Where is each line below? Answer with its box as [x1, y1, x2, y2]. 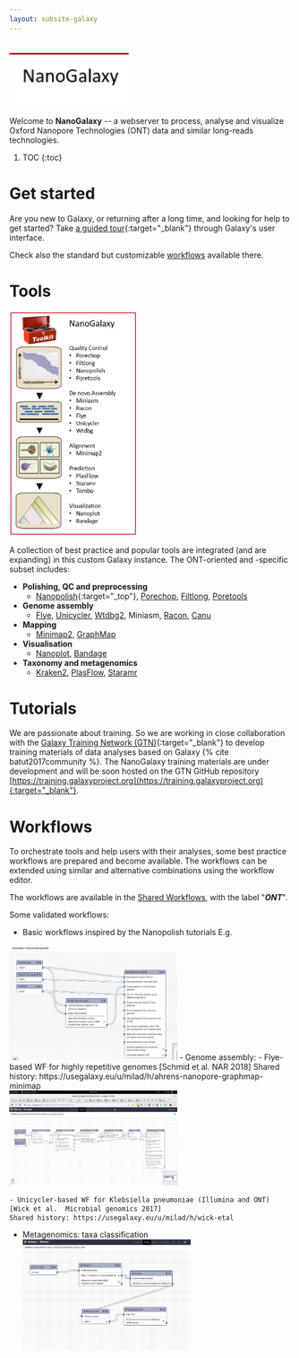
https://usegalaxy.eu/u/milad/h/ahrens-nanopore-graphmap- [38, 1071, 264, 1082]
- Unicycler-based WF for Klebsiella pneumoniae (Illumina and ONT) [9, 1195, 270, 1205]
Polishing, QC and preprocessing [21, 581, 148, 591]
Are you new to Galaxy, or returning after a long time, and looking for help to [9, 213, 290, 223]
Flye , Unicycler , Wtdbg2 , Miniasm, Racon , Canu [35, 609, 212, 620]
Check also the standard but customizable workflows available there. [9, 250, 264, 260]
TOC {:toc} [21, 152, 63, 162]
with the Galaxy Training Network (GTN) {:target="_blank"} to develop [9, 737, 265, 749]
